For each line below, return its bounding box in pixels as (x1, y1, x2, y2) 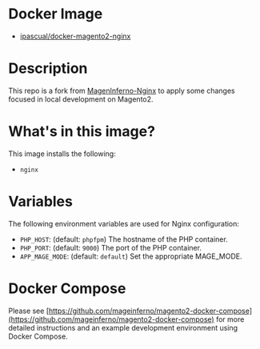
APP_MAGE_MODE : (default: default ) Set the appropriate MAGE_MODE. (19, 251, 242, 261)
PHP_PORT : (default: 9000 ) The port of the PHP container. (19, 243, 202, 252)
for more (215, 314, 245, 324)
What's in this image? (8, 122, 156, 141)
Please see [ (8, 306, 50, 315)
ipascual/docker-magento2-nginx (19, 31, 131, 41)
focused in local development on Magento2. (8, 94, 154, 104)
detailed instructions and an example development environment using (8, 323, 238, 332)
